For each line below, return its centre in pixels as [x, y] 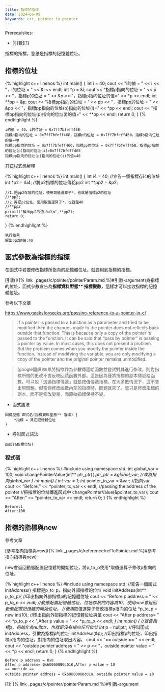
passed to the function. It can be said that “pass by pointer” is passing [88, 338]
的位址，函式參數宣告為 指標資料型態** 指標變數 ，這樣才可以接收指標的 [77, 286]
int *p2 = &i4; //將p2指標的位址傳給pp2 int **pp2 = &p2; [62, 183]
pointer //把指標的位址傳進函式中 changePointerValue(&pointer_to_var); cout [82, 492]
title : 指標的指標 [22, 10]
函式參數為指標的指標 [37, 257]
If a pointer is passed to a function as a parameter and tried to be [83, 322]
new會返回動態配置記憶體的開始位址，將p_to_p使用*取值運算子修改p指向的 [81, 568]
